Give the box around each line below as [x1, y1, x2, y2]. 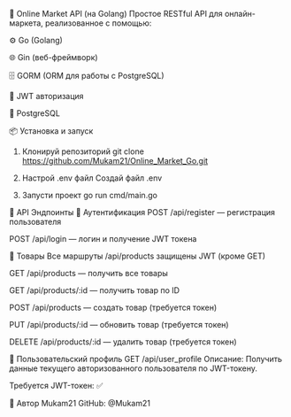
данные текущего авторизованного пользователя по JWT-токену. [9, 363, 258, 374]
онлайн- [224, 9, 257, 19]
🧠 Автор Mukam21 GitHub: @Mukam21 [9, 398, 150, 408]
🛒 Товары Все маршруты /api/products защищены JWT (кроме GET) [9, 251, 266, 261]
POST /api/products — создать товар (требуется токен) [9, 302, 218, 313]
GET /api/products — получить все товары [9, 268, 168, 278]
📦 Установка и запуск [9, 126, 94, 136]
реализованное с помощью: [45, 18, 152, 28]
